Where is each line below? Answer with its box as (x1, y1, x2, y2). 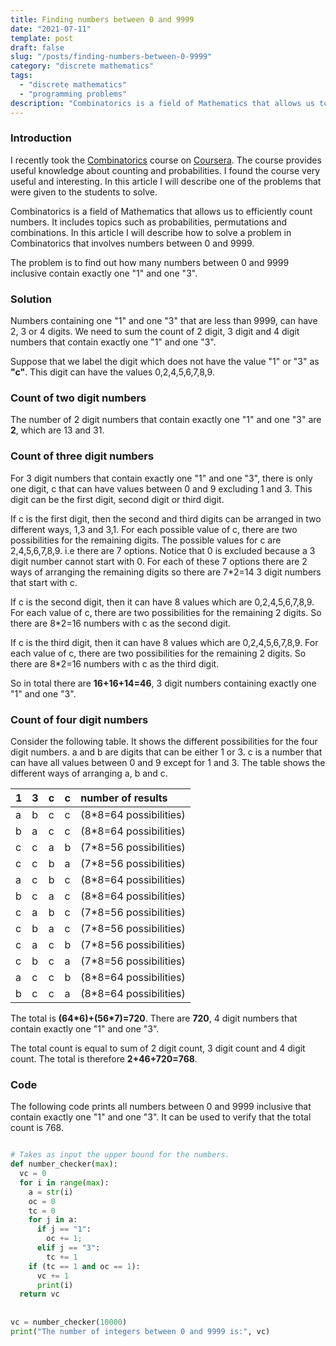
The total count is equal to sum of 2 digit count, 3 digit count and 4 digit (10, 1042, 306, 1054)
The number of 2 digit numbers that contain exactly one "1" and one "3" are (10, 414, 322, 426)
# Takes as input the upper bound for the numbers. (10, 1150, 230, 1160)
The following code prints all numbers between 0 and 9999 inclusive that (10, 1101, 312, 1113)
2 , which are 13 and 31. (10, 424, 105, 436)
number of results (80, 791, 168, 805)
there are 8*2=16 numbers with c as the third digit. (10, 657, 220, 670)
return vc (19, 1289, 60, 1300)
